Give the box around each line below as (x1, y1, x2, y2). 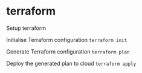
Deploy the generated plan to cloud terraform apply (6, 60, 137, 67)
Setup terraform (6, 24, 47, 32)
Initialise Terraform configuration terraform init (6, 36, 127, 43)
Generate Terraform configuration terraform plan (6, 47, 130, 55)
